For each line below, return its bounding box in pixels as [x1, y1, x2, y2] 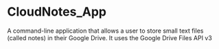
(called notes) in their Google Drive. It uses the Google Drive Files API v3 [7, 33, 213, 42]
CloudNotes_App [7, 4, 106, 20]
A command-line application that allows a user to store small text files [7, 27, 204, 35]
